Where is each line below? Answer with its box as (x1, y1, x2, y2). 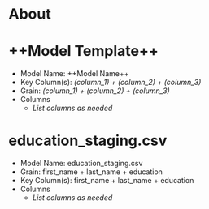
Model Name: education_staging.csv (20, 159, 143, 168)
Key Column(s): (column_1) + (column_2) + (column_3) (20, 78, 202, 87)
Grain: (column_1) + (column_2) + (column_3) (20, 86, 171, 96)
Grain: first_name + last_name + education (20, 167, 163, 177)
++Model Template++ (8, 42, 159, 61)
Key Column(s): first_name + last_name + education (20, 176, 194, 186)
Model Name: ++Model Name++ (20, 69, 129, 79)
